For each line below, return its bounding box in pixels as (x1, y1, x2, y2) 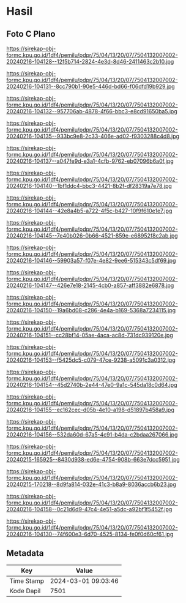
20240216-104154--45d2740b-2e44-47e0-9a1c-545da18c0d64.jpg (6, 381, 177, 388)
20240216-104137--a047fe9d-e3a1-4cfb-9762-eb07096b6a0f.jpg (6, 157, 174, 165)
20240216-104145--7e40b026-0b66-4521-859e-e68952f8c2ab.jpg (6, 232, 179, 239)
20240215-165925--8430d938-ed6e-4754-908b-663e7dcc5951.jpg (6, 456, 180, 463)
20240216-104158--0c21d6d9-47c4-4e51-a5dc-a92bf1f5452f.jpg (6, 506, 173, 512)
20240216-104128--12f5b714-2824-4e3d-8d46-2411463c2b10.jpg (6, 58, 174, 65)
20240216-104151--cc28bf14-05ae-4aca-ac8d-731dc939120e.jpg (6, 332, 173, 339)
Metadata (6, 548, 44, 558)
